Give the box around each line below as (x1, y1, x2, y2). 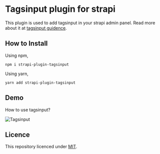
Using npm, (5, 52, 28, 58)
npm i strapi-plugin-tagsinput (5, 62, 69, 67)
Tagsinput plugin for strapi (5, 3, 116, 15)
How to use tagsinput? (5, 107, 51, 113)
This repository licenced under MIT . (5, 144, 78, 150)
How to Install (5, 39, 48, 48)
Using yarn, (5, 71, 28, 77)
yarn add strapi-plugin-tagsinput (5, 80, 76, 85)
